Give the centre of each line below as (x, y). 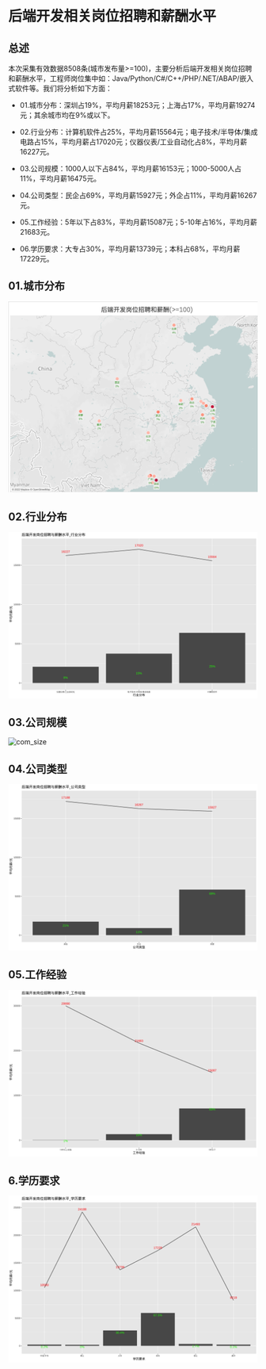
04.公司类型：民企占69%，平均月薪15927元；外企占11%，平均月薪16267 (138, 195)
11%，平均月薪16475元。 (60, 178)
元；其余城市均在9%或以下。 (67, 115)
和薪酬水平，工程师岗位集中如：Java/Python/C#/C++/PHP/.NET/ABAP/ (124, 78)
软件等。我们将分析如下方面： (63, 88)
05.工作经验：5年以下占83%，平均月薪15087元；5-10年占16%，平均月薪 (138, 222)
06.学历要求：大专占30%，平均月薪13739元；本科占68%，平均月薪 (130, 249)
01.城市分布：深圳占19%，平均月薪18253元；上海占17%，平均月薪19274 (137, 105)
